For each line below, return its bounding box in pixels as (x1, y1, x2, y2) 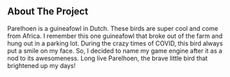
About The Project (7, 6, 89, 17)
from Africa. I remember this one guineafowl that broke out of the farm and (7, 31, 223, 40)
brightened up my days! (7, 61, 76, 69)
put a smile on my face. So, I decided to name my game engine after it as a (7, 46, 222, 55)
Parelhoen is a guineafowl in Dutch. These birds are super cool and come (7, 24, 219, 32)
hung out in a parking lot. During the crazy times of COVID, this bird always (7, 38, 224, 48)
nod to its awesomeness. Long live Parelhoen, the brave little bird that (7, 54, 208, 62)
